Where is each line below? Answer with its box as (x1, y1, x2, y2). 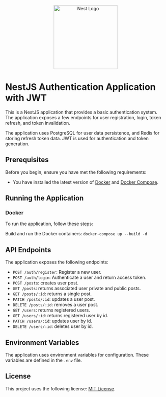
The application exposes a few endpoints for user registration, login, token (5, 114, 161, 120)
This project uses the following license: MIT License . (5, 385, 116, 391)
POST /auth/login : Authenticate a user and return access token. (12, 274, 147, 281)
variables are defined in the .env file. (5, 357, 82, 363)
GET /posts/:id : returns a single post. (12, 291, 92, 297)
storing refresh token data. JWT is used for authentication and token (5, 135, 149, 141)
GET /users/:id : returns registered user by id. (12, 313, 108, 319)
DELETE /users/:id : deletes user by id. (12, 323, 93, 329)
